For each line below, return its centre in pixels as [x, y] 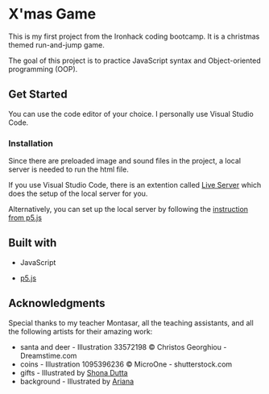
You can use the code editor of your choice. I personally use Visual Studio [131, 114]
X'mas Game [52, 14]
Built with [33, 243]
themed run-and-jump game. [56, 44]
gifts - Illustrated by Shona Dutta [74, 372]
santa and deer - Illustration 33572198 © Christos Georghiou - [123, 346]
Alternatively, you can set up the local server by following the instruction [128, 209]
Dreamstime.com [48, 355]
